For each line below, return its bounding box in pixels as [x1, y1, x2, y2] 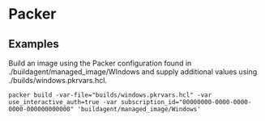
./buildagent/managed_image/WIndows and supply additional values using [8, 67, 258, 77]
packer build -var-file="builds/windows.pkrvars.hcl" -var [8, 91, 212, 99]
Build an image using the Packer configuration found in [8, 58, 192, 68]
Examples [8, 37, 59, 51]
